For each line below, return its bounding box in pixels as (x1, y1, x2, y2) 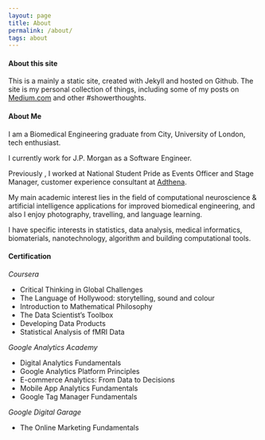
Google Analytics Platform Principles (19, 366, 140, 375)
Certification (8, 252, 52, 261)
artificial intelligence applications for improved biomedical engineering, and (8, 201, 255, 210)
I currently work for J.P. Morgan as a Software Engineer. (8, 153, 193, 163)
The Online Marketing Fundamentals (19, 422, 139, 432)
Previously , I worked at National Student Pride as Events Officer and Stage (8, 168, 255, 178)
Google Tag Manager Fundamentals (19, 391, 138, 401)
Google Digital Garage (8, 407, 82, 417)
